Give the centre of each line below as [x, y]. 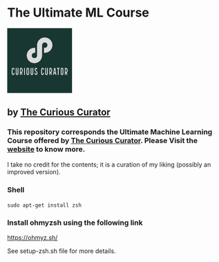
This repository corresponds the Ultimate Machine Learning [110, 132]
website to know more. [46, 149]
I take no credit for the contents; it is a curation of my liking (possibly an [109, 165]
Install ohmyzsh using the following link [75, 223]
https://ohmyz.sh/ [32, 238]
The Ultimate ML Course [78, 13]
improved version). [34, 171]
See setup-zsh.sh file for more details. [61, 251]
